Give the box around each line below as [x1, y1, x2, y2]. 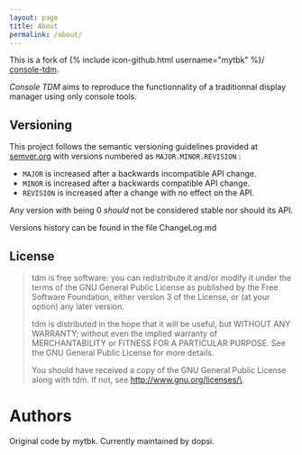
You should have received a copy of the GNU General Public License [31, 365, 287, 375]
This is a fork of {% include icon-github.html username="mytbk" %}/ [9, 55, 265, 66]
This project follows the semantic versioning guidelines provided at [9, 141, 259, 152]
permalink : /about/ [9, 30, 83, 39]
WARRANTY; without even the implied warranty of [31, 328, 218, 339]
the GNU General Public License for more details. [31, 348, 215, 358]
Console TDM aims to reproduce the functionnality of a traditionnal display [9, 82, 287, 93]
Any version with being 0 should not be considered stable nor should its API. [9, 205, 293, 216]
